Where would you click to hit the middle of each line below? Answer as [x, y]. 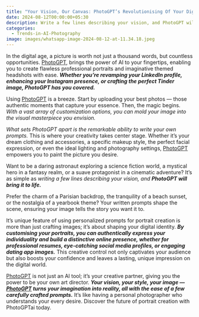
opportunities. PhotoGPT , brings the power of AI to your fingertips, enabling [99, 62]
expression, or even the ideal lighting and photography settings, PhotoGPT [97, 148]
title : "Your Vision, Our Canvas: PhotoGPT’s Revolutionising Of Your [95, 12]
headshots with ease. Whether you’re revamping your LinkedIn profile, [94, 75]
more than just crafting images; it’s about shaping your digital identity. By [95, 227]
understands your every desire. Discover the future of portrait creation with [98, 301]
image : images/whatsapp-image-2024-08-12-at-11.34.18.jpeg [81, 39]
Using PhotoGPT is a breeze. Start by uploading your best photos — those [97, 99]
